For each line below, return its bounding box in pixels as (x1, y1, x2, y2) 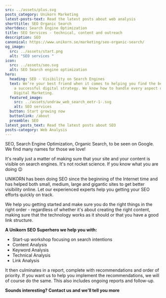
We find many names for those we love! (5, 146, 86, 152)
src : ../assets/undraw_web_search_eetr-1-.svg (14, 100, 112, 105)
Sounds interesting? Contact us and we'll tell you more (5, 288, 120, 294)
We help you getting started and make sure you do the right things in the (5, 202, 153, 208)
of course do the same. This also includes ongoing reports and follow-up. (5, 278, 155, 284)
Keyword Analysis (12, 247, 49, 253)
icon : (5, 58, 16, 63)
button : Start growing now (9, 109, 65, 114)
